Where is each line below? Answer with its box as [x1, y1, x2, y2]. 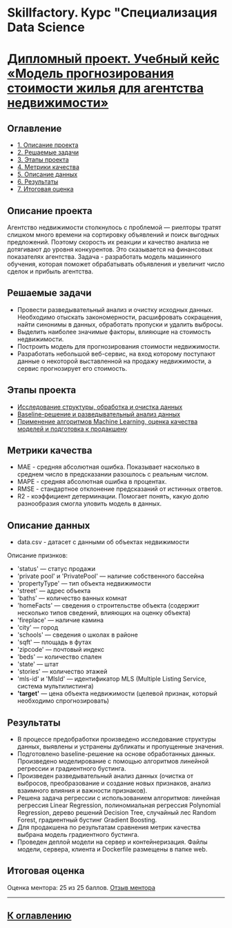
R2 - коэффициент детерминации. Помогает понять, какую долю [17, 492, 209, 501]
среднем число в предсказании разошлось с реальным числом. [17, 470, 209, 478]
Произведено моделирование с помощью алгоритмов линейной [17, 757, 209, 766]
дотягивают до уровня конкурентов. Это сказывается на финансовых [7, 245, 213, 253]
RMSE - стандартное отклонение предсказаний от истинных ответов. [17, 485, 223, 493]
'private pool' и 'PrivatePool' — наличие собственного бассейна [17, 572, 205, 581]
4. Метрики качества [17, 163, 79, 171]
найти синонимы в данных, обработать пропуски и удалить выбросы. [17, 320, 224, 329]
